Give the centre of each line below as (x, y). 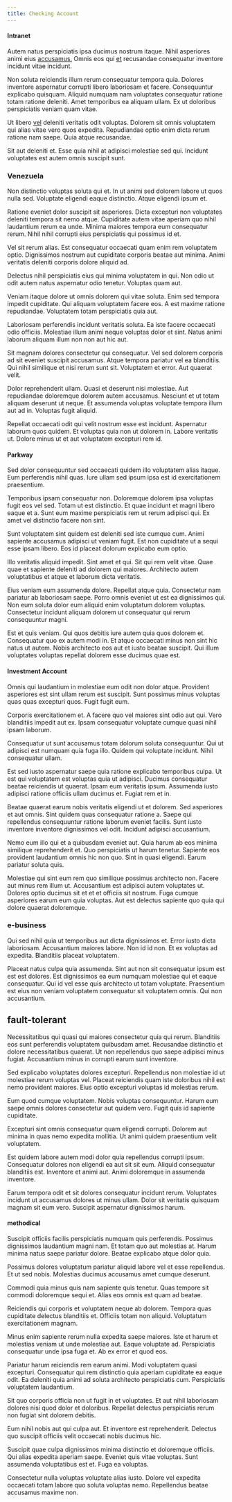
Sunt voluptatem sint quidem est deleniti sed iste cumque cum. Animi (106, 534)
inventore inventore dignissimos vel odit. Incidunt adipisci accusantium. (109, 829)
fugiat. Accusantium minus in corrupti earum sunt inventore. (93, 1058)
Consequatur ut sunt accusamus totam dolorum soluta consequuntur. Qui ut (115, 743)
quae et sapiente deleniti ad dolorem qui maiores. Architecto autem (103, 569)
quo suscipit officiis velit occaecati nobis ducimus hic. (84, 1436)
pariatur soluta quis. (36, 864)
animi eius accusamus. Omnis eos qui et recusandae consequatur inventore (115, 58)
